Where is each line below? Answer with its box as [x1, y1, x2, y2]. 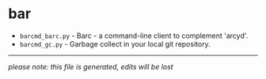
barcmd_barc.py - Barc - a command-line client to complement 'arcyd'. [19, 31, 249, 40]
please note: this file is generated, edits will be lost [8, 62, 173, 71]
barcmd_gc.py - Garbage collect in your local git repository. [19, 39, 211, 48]
